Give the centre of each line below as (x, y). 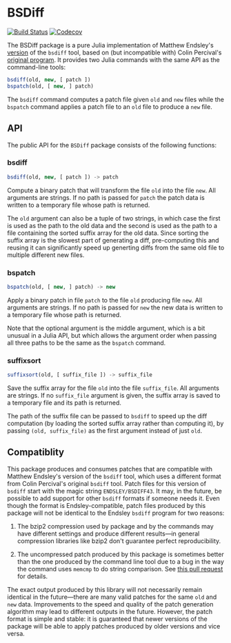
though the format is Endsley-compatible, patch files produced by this (107, 505)
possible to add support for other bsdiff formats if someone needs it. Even (113, 498)
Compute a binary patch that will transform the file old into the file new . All (111, 190)
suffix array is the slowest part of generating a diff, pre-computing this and (113, 240)
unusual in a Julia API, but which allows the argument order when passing (112, 335)
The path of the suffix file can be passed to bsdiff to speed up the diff (107, 416)
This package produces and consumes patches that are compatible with (110, 469)
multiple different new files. (46, 255)
